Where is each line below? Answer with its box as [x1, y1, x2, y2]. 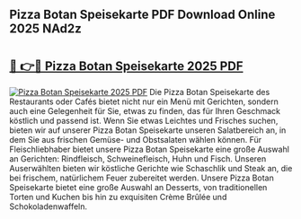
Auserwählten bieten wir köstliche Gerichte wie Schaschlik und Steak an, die [9, 163, 293, 173]
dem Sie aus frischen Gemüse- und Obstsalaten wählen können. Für [9, 135, 262, 145]
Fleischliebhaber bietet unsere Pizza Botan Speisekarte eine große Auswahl [9, 144, 290, 154]
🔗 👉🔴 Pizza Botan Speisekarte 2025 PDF [9, 58, 243, 74]
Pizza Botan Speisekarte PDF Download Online [9, 7, 276, 22]
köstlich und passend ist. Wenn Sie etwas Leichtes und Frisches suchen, [9, 116, 279, 126]
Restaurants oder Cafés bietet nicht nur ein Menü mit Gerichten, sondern [9, 96, 279, 107]
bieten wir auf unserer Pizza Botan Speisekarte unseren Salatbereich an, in [9, 125, 287, 136]
